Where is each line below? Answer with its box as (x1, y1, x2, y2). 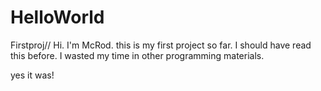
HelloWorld (10, 6, 105, 29)
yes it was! (10, 69, 55, 81)
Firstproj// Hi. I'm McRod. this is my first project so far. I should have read (10, 39, 312, 51)
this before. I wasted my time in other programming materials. (10, 49, 265, 61)
